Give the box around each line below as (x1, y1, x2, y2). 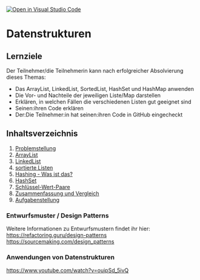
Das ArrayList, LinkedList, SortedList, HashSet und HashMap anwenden (15, 85, 194, 92)
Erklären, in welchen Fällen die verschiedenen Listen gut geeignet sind (15, 98, 192, 105)
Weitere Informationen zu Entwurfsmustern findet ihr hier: (6, 225, 150, 233)
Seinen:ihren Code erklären (15, 105, 84, 112)
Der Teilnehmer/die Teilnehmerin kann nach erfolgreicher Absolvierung (6, 67, 184, 74)
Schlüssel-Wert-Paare (15, 183, 71, 190)
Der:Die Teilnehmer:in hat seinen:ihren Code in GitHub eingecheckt (15, 111, 183, 118)
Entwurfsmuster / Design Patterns (6, 211, 109, 219)
